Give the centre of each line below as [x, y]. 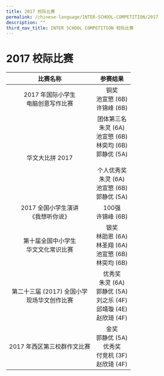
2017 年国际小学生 [50, 95]
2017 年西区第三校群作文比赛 [50, 347]
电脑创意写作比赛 [49, 103]
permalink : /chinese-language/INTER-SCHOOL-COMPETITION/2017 [82, 17]
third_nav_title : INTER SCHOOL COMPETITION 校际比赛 [70, 28]
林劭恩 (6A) [112, 237]
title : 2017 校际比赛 [31, 11]
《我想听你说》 [49, 217]
